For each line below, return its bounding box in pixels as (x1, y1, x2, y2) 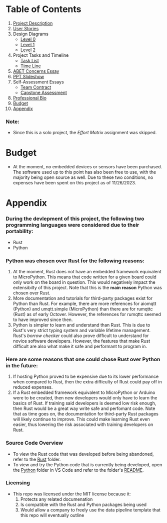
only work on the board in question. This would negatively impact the (12, 279, 155, 285)
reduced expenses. (12, 384, 53, 390)
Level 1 (20, 41, 35, 47)
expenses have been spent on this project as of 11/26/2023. (12, 180, 136, 186)
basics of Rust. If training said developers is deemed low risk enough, (12, 400, 156, 406)
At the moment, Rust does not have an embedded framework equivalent (12, 268, 161, 274)
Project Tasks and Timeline (12, 52, 69, 58)
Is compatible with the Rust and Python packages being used (20, 501, 147, 507)
